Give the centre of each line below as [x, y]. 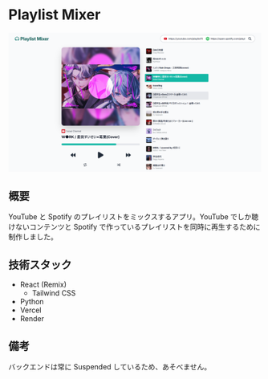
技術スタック [40, 265]
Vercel [30, 310]
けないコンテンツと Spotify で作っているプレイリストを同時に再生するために [134, 227]
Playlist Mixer [55, 15]
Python [32, 302]
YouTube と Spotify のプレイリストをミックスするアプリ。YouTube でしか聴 [134, 217]
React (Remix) [43, 285]
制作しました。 [33, 237]
